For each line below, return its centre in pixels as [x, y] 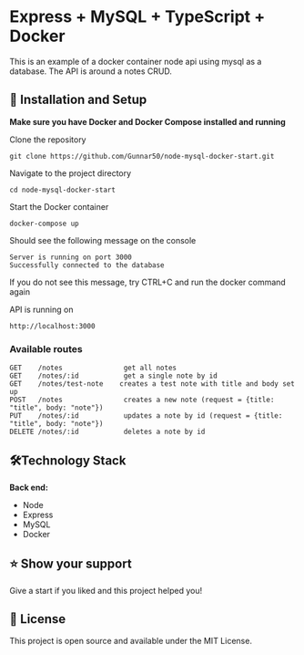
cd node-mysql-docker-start [63, 190]
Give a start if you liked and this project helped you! [106, 590]
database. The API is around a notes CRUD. [91, 71]
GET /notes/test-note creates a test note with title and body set [152, 384]
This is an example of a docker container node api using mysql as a [136, 61]
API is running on [41, 309]
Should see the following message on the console [103, 240]
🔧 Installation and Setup [78, 100]
